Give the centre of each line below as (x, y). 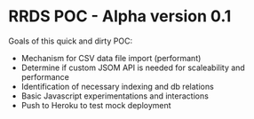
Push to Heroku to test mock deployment (96, 105)
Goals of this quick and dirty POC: (71, 41)
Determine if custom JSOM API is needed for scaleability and (133, 67)
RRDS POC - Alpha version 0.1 (120, 16)
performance (45, 76)
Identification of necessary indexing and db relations (117, 86)
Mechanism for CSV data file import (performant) (111, 58)
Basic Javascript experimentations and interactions (115, 96)
